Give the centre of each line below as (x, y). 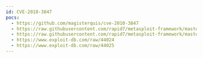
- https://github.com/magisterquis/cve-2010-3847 (75, 23)
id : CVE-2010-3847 (29, 12)
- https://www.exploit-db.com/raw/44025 (63, 46)
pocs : (12, 18)
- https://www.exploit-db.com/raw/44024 (63, 40)
